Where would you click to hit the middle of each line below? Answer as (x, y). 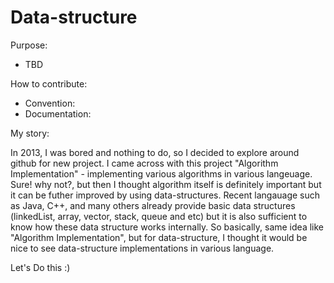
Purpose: (29, 45)
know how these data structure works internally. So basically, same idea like (167, 227)
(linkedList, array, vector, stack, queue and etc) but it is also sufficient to (159, 216)
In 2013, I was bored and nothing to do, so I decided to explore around (155, 152)
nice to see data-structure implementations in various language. (142, 248)
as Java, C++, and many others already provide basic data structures (153, 205)
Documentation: (58, 113)
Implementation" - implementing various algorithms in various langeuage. (161, 173)
